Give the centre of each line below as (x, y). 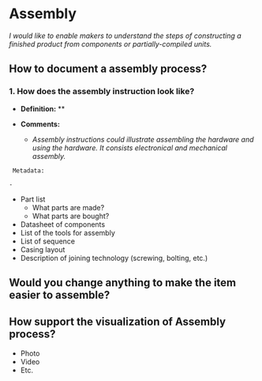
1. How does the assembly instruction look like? (102, 92)
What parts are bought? (71, 216)
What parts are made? (68, 207)
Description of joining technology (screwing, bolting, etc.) (114, 258)
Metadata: (28, 171)
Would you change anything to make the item (123, 283)
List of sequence (48, 241)
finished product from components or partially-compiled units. (110, 43)
